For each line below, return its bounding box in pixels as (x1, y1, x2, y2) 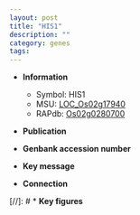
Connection (22, 178, 68, 190)
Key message (22, 161, 75, 172)
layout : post (9, 13, 59, 23)
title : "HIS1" (9, 22, 63, 31)
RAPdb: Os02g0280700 (35, 108, 126, 119)
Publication (22, 126, 67, 136)
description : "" (9, 30, 70, 39)
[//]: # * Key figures (9, 196, 83, 207)
